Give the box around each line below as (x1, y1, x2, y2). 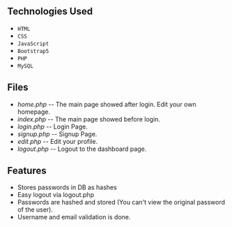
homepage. (17, 108, 51, 116)
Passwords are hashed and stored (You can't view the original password (17, 198, 225, 207)
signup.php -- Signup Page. (17, 129, 98, 138)
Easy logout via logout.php (17, 191, 94, 199)
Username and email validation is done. (17, 213, 131, 221)
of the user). (17, 205, 54, 214)
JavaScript (17, 40, 49, 47)
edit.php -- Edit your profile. (17, 137, 98, 145)
